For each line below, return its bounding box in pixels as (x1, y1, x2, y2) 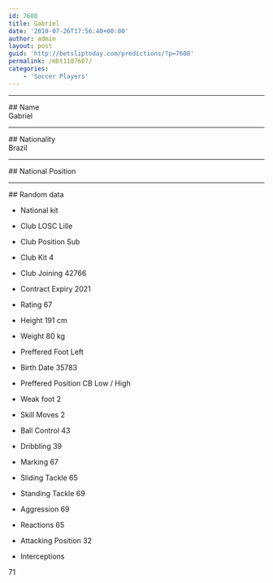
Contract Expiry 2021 (19, 283, 91, 293)
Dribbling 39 (19, 441, 63, 451)
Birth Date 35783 (19, 362, 78, 372)
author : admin (8, 34, 57, 43)
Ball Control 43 (19, 425, 71, 435)
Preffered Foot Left (19, 347, 84, 356)
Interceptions (19, 551, 65, 561)
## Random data (8, 189, 64, 199)
